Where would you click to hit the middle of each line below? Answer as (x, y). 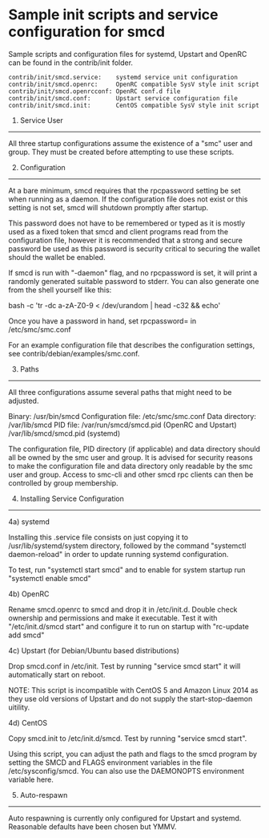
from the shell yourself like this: (60, 290)
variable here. (31, 779)
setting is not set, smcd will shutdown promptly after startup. (108, 207)
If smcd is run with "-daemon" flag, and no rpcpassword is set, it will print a (133, 273)
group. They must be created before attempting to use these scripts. (121, 152)
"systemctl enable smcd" (50, 578)
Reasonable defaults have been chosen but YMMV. (92, 826)
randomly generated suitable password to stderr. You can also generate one (134, 281)
